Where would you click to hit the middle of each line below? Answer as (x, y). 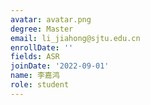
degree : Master (42, 29)
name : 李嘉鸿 (35, 76)
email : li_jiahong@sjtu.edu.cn (75, 38)
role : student (40, 85)
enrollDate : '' (42, 47)
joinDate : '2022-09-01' (60, 66)
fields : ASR (35, 57)
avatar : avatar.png (51, 19)
